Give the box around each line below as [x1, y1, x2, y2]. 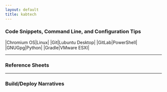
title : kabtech [5, 12, 37, 17]
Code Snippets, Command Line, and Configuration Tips [5, 28, 142, 35]
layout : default [5, 7, 39, 12]
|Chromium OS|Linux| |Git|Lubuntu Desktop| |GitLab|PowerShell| [5, 39, 138, 45]
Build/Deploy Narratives [5, 80, 65, 87]
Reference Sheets [5, 61, 50, 68]
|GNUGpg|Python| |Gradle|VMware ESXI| [5, 45, 89, 50]
